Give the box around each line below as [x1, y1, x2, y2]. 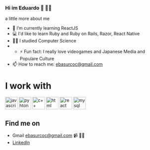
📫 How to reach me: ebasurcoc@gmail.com [12, 61, 103, 67]
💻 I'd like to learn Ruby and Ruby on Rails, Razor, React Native [12, 31, 140, 37]
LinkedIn [12, 140, 30, 146]
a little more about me [5, 16, 50, 22]
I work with [5, 80, 51, 92]
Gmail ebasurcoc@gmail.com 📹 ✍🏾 [12, 133, 85, 139]
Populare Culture [19, 56, 54, 62]
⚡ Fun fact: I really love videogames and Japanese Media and [19, 49, 145, 55]
